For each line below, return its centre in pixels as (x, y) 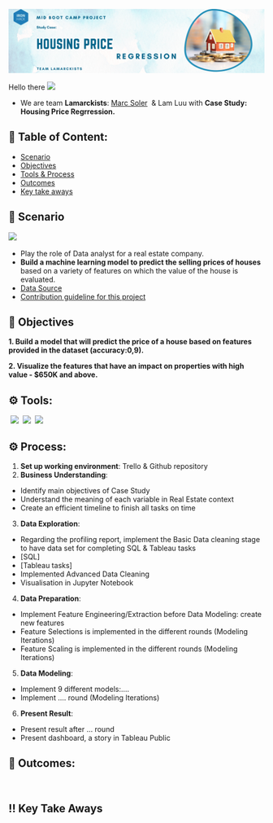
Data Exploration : (50, 524)
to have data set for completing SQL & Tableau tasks (108, 548)
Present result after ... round (67, 729)
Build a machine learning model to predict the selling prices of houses (141, 262)
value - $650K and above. (53, 374)
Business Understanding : (64, 475)
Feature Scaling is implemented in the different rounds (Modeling (129, 649)
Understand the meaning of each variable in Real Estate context (127, 499)
